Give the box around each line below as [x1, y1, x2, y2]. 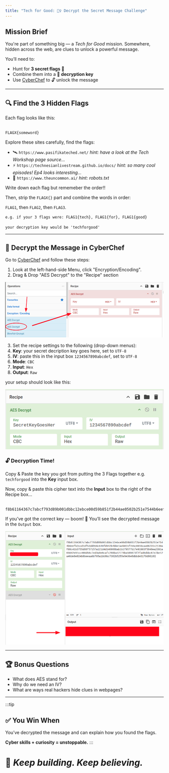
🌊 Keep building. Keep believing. [5, 757, 143, 768]
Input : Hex [12, 364, 34, 370]
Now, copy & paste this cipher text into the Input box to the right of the [5, 486, 152, 492]
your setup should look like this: [5, 379, 71, 385]
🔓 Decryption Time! [5, 457, 55, 464]
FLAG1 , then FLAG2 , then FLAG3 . [5, 204, 66, 210]
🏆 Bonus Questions [5, 660, 69, 669]
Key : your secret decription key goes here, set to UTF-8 [12, 348, 127, 354]
